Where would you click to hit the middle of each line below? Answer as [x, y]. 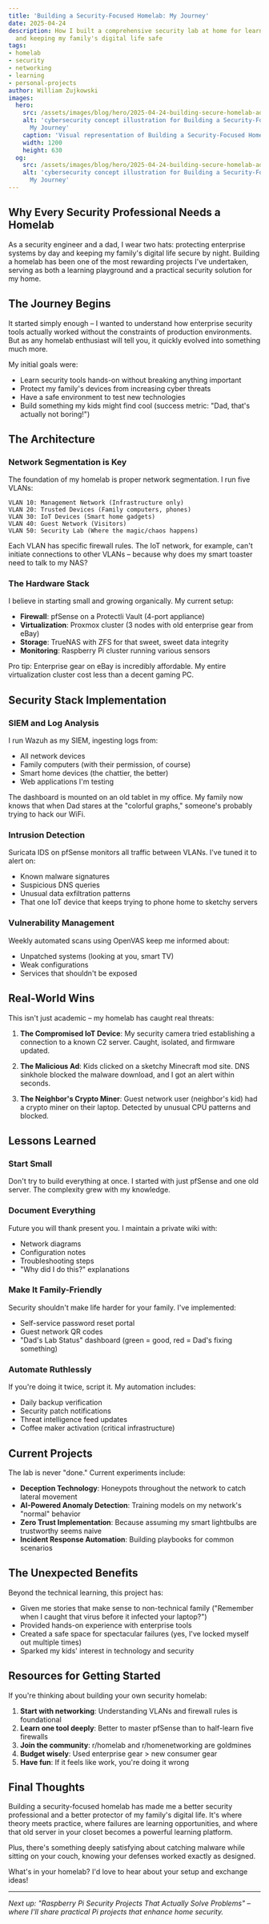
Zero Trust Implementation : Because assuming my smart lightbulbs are [139, 1522]
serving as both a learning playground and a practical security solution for [130, 270]
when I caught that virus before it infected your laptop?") [113, 1616]
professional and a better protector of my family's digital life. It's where [125, 1815]
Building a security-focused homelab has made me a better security [120, 1807]
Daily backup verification [61, 1403]
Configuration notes [53, 1252]
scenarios [36, 1547]
